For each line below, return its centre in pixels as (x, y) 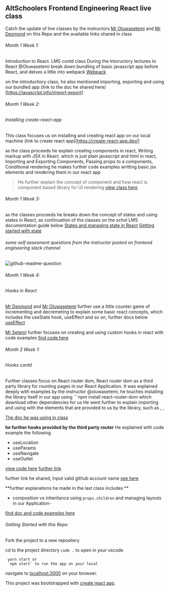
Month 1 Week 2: (23, 104)
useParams (24, 448)
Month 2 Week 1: (23, 349)
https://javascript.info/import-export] (45, 93)
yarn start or (22, 560)
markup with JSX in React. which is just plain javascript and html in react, (81, 156)
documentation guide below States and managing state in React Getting (80, 225)
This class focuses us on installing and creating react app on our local (78, 135)
